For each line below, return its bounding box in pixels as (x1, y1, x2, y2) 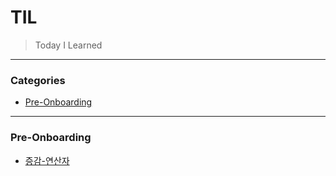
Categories (10, 73, 66, 87)
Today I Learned (34, 39, 103, 51)
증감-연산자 (24, 154, 70, 166)
